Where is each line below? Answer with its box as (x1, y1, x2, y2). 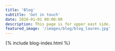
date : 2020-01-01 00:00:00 (5, 17, 63, 22)
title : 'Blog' (5, 7, 36, 13)
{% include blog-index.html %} (5, 40, 71, 46)
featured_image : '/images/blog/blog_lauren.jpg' (5, 26, 111, 31)
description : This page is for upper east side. (5, 21, 111, 27)
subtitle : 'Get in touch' (5, 12, 60, 17)
